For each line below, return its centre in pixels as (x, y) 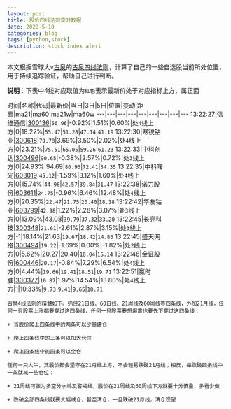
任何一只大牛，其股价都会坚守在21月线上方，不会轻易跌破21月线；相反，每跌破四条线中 (115, 365)
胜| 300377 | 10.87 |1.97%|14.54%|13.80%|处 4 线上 (76, 280)
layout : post (26, 14)
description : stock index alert (54, 46)
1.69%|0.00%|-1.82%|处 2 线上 (104, 245)
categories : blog (33, 33)
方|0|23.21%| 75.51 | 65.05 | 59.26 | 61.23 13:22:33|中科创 (84, 149)
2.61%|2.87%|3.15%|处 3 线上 (101, 228)
